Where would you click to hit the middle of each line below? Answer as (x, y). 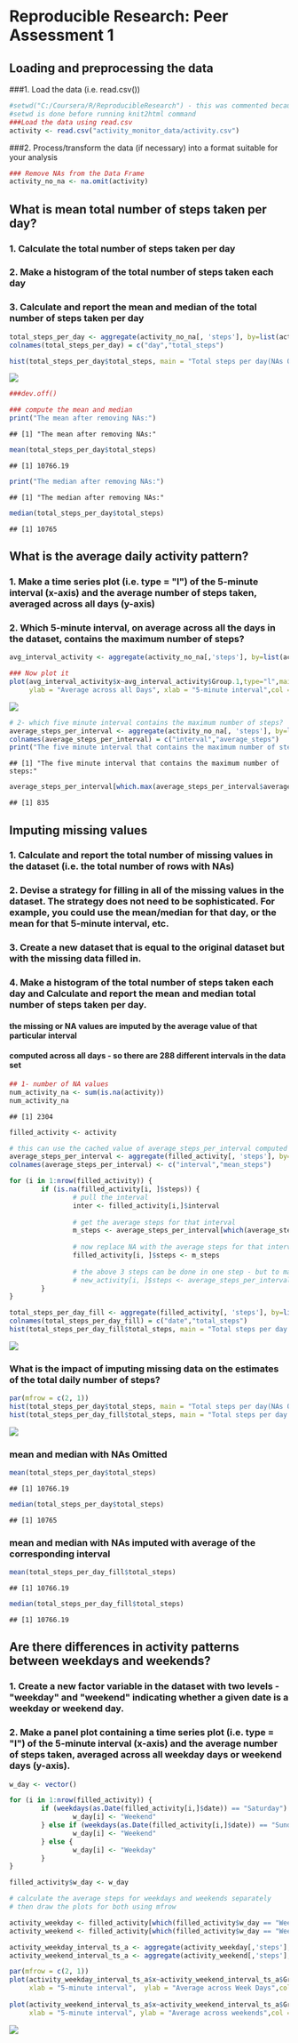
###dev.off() (33, 394)
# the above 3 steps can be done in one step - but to (176, 1272)
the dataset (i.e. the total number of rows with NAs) (122, 866)
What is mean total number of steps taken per (138, 209)
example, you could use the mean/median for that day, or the (143, 913)
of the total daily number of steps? (85, 1379)
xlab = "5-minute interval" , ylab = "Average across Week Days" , (154, 1988)
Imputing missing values (78, 830)
